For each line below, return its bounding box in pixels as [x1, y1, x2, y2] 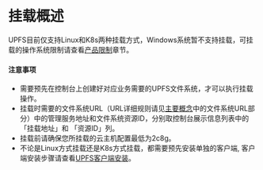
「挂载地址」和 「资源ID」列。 [19, 124, 120, 133]
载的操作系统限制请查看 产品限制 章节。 [8, 44, 133, 54]
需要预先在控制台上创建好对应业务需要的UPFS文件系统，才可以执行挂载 [19, 84, 253, 94]
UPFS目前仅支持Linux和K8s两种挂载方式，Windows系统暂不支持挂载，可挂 [8, 35, 253, 44]
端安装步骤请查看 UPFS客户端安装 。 [19, 153, 136, 163]
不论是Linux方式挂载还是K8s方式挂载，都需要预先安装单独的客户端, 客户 [19, 144, 256, 153]
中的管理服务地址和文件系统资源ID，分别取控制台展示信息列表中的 [33, 114, 250, 123]
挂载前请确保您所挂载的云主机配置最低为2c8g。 [19, 133, 176, 143]
